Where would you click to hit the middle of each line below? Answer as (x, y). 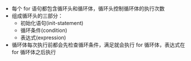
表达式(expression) (43, 37)
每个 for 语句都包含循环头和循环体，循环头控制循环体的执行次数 (88, 8)
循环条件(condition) (44, 30)
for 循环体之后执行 (34, 52)
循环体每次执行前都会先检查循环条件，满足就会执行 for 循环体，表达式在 (98, 45)
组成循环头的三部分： (37, 16)
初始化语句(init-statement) (52, 23)
